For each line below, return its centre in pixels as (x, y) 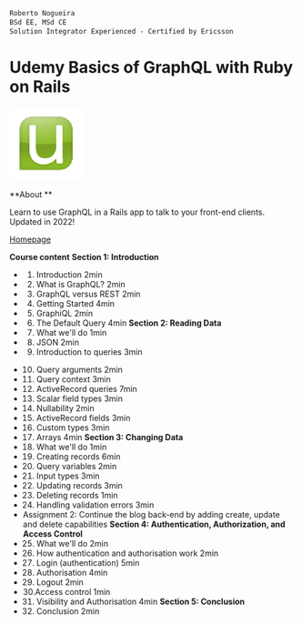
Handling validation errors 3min (95, 505)
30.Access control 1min (66, 591)
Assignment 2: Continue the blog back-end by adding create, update (151, 514)
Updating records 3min (79, 485)
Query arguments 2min (79, 369)
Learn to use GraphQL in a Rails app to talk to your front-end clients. (137, 212)
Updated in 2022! (42, 221)
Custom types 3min (73, 428)
